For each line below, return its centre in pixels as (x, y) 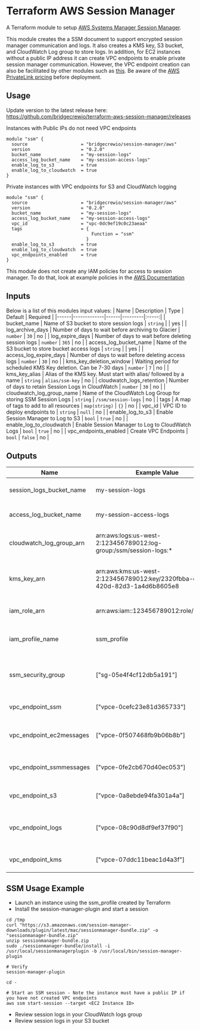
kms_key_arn (27, 579)
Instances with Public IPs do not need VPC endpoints (71, 128)
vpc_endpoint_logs (36, 828)
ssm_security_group (37, 675)
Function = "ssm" (113, 234)
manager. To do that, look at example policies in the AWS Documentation (96, 277)
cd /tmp (16, 920)
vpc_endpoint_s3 (33, 796)
